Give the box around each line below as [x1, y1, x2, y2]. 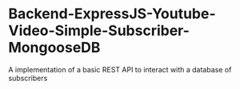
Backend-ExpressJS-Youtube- [8, 5, 216, 23]
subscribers [8, 73, 48, 83]
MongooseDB [8, 39, 101, 56]
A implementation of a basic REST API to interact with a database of [8, 64, 232, 74]
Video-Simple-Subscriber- [8, 21, 190, 40]
